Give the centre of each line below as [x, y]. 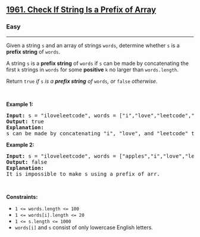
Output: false [27, 162]
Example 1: [20, 104]
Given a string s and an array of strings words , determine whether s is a [93, 45]
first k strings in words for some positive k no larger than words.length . [92, 69]
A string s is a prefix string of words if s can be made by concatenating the [98, 63]
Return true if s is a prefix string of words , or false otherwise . [82, 81]
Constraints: [22, 197]
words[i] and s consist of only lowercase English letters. [84, 227]
